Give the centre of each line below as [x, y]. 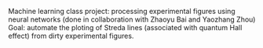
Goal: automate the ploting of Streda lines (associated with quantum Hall [125, 27]
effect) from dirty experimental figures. [71, 36]
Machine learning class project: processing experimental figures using [122, 11]
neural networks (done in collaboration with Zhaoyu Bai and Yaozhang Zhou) [132, 19]
